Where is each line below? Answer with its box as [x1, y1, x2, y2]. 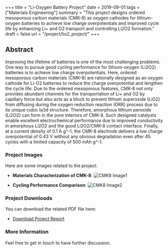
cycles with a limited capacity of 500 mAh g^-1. [5, 139, 103, 145]
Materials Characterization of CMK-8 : [12, 173, 93, 179]
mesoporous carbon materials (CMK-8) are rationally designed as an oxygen [5, 75, 163, 81]
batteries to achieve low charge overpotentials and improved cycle [22, 20, 159, 26]
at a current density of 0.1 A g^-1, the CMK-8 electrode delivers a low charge [5, 128, 163, 134]
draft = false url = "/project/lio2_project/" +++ [5, 31, 100, 37]
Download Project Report [12, 216, 65, 222]
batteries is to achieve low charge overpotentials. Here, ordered [5, 69, 137, 75]
